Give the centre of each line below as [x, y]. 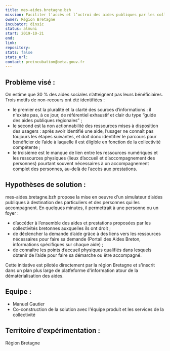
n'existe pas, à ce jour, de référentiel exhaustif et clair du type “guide [84, 115]
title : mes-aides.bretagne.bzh [38, 10]
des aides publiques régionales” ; [47, 121]
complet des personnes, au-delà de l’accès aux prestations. [75, 169]
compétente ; [26, 147]
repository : [18, 48]
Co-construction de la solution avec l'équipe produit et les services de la [88, 309]
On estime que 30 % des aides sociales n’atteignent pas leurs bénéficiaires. [84, 95]
